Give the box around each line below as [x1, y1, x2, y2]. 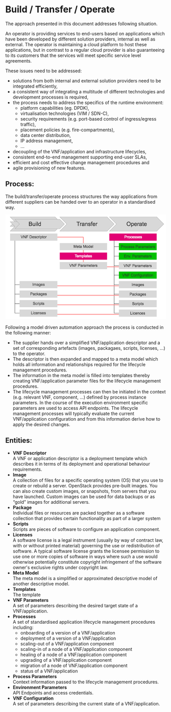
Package [12, 504, 32, 510]
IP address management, [20, 137, 73, 144]
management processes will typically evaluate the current [12, 410, 134, 417]
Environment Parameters [12, 684, 67, 690]
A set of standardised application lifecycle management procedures [12, 619, 156, 625]
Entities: [5, 436, 32, 445]
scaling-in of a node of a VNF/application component [20, 646, 133, 652]
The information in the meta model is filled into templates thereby [12, 372, 150, 378]
